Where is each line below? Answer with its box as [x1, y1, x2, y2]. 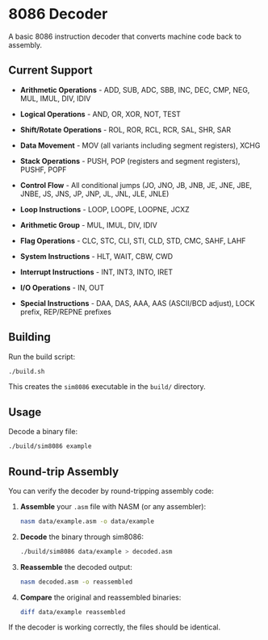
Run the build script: [8, 352, 75, 362]
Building [8, 330, 51, 344]
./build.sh [8, 367, 45, 375]
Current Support [8, 64, 93, 77]
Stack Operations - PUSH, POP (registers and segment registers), [19, 156, 241, 165]
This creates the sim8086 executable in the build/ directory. [8, 382, 206, 391]
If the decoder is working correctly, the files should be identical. [8, 622, 221, 632]
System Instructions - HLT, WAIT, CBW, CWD [19, 251, 174, 261]
